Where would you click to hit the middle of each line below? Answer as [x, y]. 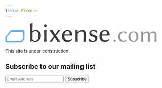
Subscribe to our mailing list [50, 67]
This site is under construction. [37, 51]
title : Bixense [21, 11]
